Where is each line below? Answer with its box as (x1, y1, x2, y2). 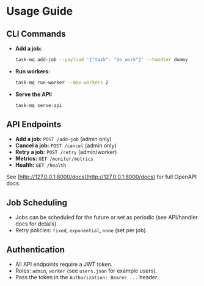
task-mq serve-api (15, 102, 62, 108)
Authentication (6, 244, 65, 255)
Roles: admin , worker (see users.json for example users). (15, 267, 158, 274)
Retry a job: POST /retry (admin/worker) (15, 148, 117, 156)
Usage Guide (6, 4, 73, 18)
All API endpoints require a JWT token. (15, 261, 113, 268)
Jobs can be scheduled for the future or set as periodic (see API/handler (15, 214, 199, 221)
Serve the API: (15, 90, 53, 98)
